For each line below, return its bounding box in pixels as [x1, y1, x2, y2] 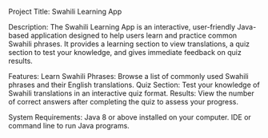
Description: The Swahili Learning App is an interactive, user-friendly [8, 22, 236, 31]
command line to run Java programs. [8, 121, 130, 130]
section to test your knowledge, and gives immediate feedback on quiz [8, 48, 242, 57]
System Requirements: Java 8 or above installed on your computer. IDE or [8, 112, 252, 122]
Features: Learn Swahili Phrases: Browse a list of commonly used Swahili [8, 72, 250, 81]
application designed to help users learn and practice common [30, 31, 238, 40]
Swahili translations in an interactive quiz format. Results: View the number [8, 89, 254, 98]
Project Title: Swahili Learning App [8, 7, 122, 16]
